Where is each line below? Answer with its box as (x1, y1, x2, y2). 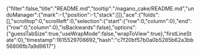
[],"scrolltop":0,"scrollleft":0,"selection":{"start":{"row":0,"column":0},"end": (6, 18, 192, 24)
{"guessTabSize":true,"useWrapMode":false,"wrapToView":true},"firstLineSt (6, 30, 192, 37)
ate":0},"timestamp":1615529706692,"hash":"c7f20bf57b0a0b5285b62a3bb (6, 37, 194, 43)
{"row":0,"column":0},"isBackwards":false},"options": (6, 24, 137, 31)
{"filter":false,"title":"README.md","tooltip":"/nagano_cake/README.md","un (6, 5, 195, 12)
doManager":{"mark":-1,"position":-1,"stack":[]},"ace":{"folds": (6, 11, 160, 18)
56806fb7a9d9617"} (6, 43, 56, 50)
